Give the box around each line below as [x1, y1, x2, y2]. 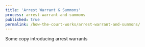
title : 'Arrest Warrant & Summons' [5, 7, 81, 13]
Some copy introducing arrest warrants [5, 36, 88, 42]
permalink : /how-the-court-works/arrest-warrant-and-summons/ [5, 21, 140, 27]
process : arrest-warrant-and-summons [5, 12, 86, 17]
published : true [5, 17, 40, 22]
